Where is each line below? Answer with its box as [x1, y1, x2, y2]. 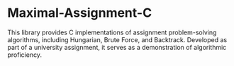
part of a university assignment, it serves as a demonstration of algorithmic [7, 43, 227, 51]
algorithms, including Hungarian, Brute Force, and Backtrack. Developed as [7, 35, 228, 44]
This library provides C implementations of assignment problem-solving [7, 28, 217, 37]
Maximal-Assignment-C [7, 5, 152, 21]
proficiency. [7, 51, 43, 59]
